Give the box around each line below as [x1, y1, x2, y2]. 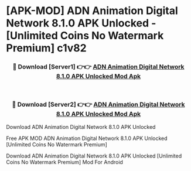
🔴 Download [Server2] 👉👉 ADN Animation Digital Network [12, 101, 185, 109]
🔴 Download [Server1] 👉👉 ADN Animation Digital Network [12, 63, 185, 71]
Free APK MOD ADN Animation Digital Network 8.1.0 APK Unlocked [6, 135, 168, 142]
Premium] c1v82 [6, 42, 87, 55]
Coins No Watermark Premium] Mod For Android [6, 158, 123, 165]
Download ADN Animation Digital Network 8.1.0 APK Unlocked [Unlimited [6, 152, 182, 159]
